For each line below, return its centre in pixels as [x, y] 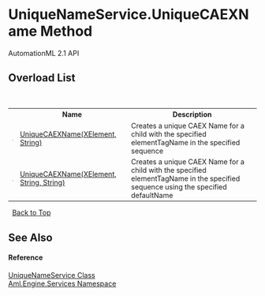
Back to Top [31, 213]
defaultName [152, 195]
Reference [26, 257]
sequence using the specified [179, 186]
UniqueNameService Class [52, 275]
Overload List [42, 78]
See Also [30, 237]
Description [192, 114]
